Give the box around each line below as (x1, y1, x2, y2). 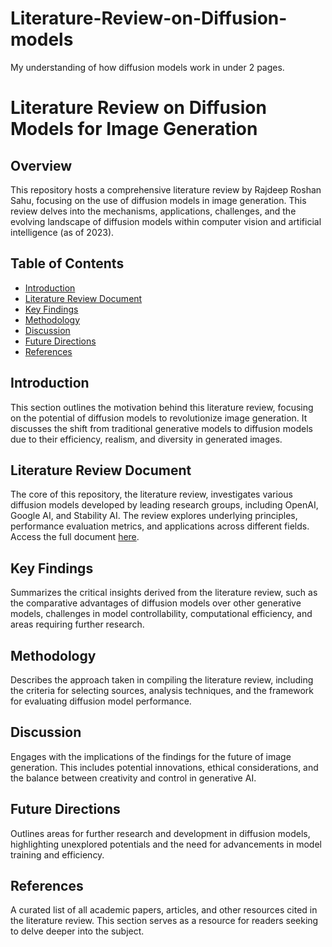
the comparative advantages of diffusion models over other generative (10, 597, 302, 609)
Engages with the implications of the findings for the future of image (10, 750, 292, 762)
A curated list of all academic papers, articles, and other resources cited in (10, 904, 318, 916)
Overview (10, 157, 73, 174)
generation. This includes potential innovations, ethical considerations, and (10, 761, 319, 773)
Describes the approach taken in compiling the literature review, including (10, 674, 314, 686)
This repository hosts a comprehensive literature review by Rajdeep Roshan (10, 183, 322, 196)
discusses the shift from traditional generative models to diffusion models (10, 422, 313, 434)
